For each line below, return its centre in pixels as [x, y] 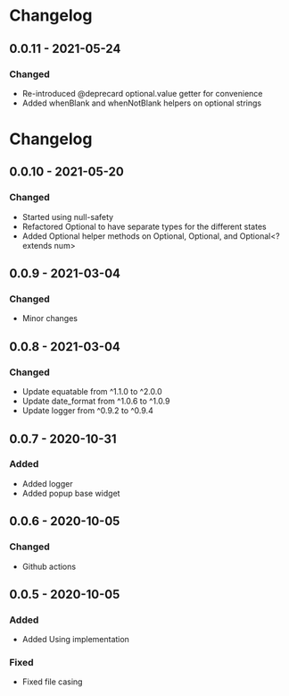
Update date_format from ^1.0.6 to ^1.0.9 [96, 401]
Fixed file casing [52, 682]
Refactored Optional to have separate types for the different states [144, 226]
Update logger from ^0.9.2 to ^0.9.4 [87, 411]
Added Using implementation [75, 640]
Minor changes [50, 318]
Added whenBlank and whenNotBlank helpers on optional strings [141, 103]
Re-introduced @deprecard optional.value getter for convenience [142, 93]
